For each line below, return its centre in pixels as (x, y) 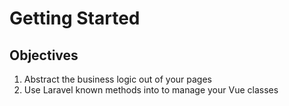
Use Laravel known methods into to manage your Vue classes (151, 90)
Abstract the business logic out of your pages (117, 79)
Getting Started (75, 18)
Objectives (44, 55)
